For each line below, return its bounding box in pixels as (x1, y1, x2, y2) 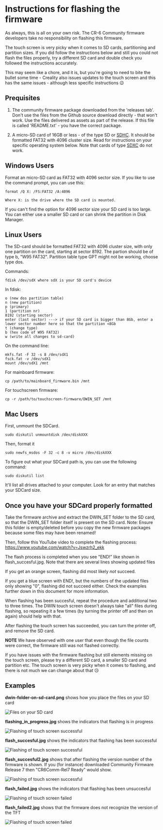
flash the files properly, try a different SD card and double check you (5, 55, 142, 60)
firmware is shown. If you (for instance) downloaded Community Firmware (5, 761, 154, 767)
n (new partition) (5, 300, 42, 305)
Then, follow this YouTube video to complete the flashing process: (5, 540, 137, 545)
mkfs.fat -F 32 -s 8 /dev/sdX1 (5, 352, 68, 357)
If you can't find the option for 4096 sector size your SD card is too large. (5, 206, 152, 212)
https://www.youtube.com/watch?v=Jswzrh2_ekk (5, 544, 105, 550)
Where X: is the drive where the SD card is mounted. (5, 197, 116, 203)
